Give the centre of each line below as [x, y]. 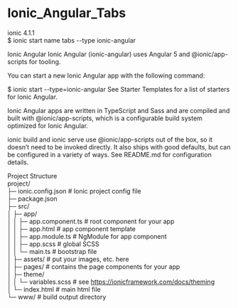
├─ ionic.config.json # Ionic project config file [75, 191]
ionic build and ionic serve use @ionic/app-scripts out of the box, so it [110, 139]
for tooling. [45, 61]
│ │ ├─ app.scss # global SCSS [53, 244]
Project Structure [32, 176]
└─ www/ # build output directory [57, 297]
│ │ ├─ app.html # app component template [72, 228]
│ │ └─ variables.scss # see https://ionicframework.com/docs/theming [111, 282]
